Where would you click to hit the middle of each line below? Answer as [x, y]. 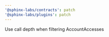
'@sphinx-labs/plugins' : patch [38, 15]
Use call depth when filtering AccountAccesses [55, 29]
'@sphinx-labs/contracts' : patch [40, 10]
